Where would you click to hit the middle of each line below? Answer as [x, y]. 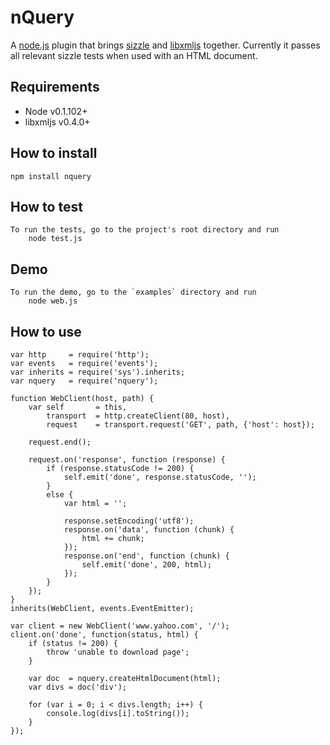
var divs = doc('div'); [78, 687]
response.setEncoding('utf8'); [129, 521]
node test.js [55, 239]
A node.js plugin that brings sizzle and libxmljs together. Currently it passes [165, 45]
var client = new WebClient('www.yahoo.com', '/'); [120, 626]
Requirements [55, 87]
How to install [54, 153]
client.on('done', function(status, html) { [104, 635]
